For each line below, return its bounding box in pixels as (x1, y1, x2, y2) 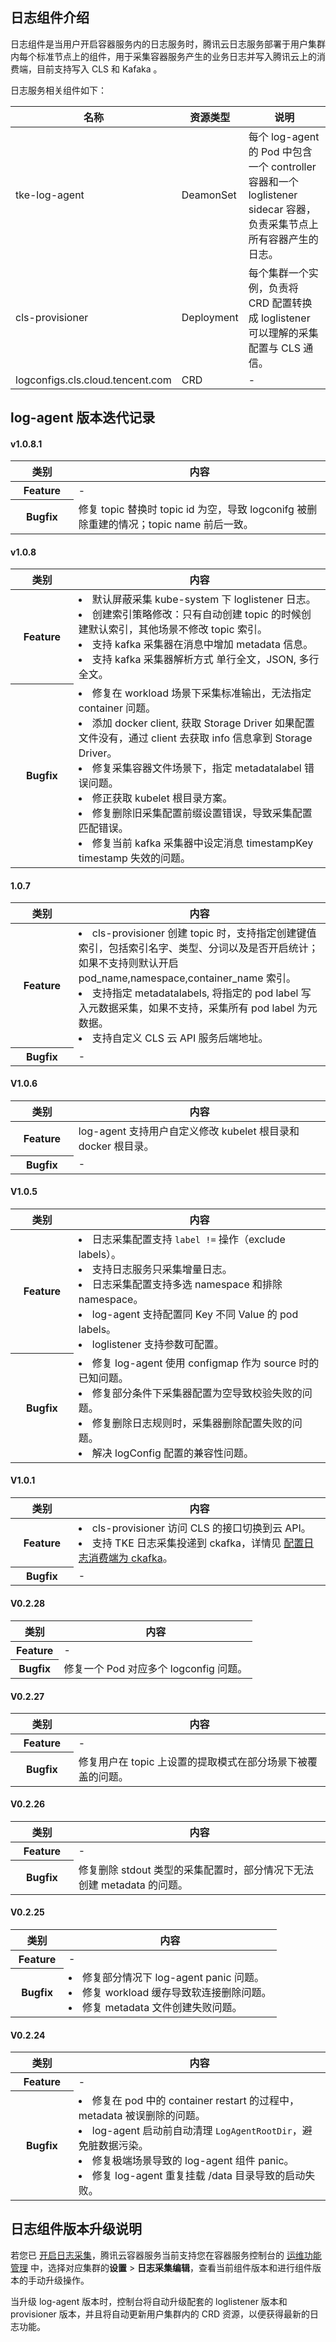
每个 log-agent (248, 129, 320, 143)
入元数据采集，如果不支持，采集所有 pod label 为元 (78, 1001, 318, 1015)
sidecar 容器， (248, 202, 317, 216)
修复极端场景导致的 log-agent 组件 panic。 (91, 2153, 295, 2167)
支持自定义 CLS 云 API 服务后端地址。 (91, 1031, 269, 1045)
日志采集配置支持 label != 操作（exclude (91, 1232, 286, 1246)
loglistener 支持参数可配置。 (91, 1337, 225, 1351)
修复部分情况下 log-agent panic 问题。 (82, 1971, 265, 1985)
